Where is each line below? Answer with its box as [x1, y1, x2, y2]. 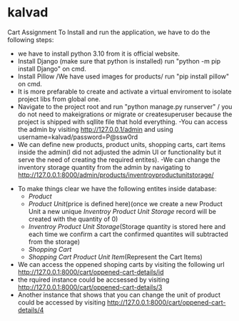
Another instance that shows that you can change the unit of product [17, 290, 221, 299]
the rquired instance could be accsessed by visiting [17, 275, 170, 284]
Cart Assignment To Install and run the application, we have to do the [7, 28, 210, 36]
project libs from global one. [17, 94, 101, 103]
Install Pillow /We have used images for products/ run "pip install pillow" [17, 72, 230, 81]
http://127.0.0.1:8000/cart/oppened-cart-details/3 [17, 282, 163, 291]
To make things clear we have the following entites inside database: [17, 184, 218, 193]
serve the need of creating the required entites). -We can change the [17, 155, 220, 164]
